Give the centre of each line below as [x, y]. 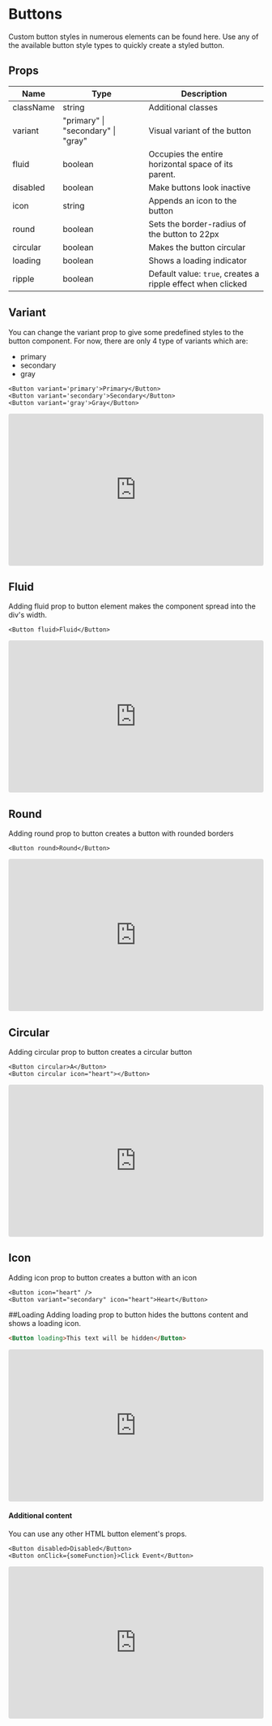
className [34, 107]
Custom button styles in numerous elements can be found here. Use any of [134, 37]
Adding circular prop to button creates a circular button [100, 1052]
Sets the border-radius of [198, 224]
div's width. [28, 615]
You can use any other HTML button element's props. [98, 1534]
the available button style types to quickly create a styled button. [117, 45]
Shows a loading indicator [198, 260]
